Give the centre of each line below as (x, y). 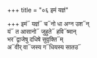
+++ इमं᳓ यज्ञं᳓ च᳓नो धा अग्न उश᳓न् (48, 24)
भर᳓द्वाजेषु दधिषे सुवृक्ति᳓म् (35, 39)
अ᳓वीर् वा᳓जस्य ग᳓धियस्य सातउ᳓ (44, 47)
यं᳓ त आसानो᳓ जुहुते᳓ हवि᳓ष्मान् (42, 31)
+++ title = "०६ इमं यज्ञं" (38, 10)
